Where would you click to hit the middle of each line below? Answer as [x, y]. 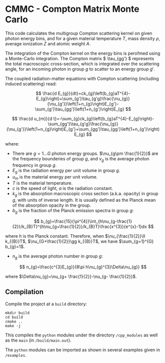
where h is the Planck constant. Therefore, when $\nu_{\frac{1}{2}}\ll [75, 236]
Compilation [24, 292]
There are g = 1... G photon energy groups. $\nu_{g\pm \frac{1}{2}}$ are [85, 153]
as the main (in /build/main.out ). [38, 340]
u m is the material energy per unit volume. [55, 177]
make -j [13, 326]
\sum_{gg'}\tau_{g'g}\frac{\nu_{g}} [83, 124]
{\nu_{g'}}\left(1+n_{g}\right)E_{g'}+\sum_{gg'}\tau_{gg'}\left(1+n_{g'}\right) [83, 129]
